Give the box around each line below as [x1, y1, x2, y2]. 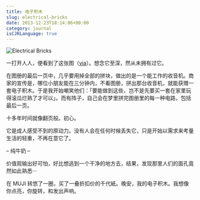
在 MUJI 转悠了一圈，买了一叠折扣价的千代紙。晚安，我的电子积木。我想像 [6, 180, 189, 187]
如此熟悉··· [11, 167, 37, 174]
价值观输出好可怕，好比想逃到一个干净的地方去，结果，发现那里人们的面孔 [6, 160, 189, 167]
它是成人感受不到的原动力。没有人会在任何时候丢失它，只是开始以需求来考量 [6, 127, 194, 135]
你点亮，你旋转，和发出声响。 [6, 187, 79, 195]
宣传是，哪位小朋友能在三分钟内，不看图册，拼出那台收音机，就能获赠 [16, 80, 189, 87]
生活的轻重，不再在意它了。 [6, 135, 74, 142]
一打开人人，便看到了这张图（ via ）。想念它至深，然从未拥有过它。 [6, 60, 168, 67]
